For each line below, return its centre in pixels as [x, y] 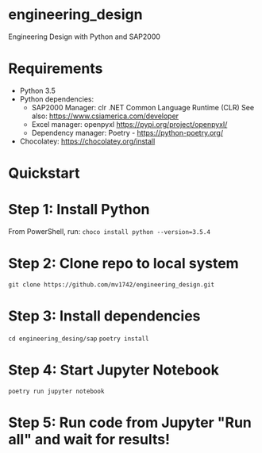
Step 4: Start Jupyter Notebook [114, 370]
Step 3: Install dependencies [104, 316]
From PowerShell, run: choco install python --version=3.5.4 [109, 231]
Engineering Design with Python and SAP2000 [85, 36]
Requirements [56, 69]
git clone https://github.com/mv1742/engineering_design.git [112, 284]
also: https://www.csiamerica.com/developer [105, 116]
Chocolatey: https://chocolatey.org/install [87, 141]
